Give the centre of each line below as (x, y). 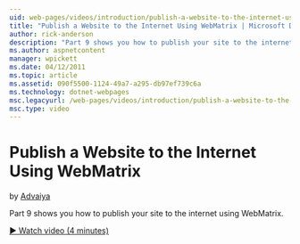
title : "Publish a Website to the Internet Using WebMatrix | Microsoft (147, 26)
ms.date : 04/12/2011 (48, 68)
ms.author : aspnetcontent (57, 51)
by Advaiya (30, 196)
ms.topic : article (43, 76)
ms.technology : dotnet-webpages (69, 92)
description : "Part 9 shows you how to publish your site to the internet (151, 42)
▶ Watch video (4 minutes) (59, 231)
